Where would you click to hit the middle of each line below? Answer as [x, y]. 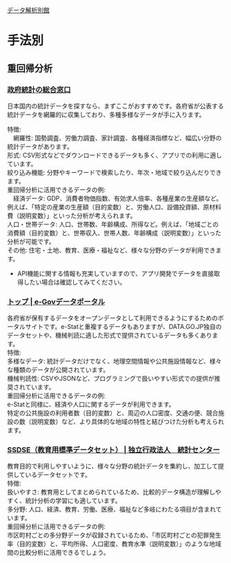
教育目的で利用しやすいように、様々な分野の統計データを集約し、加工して [113, 466]
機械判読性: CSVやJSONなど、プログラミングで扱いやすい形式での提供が [111, 379]
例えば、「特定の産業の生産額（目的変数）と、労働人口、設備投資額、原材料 [114, 207]
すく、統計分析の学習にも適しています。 [64, 501]
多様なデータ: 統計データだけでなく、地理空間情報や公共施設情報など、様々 [114, 361]
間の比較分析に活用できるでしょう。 [58, 553]
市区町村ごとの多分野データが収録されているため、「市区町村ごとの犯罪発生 [114, 535]
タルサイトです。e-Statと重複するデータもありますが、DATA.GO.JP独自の [117, 327]
